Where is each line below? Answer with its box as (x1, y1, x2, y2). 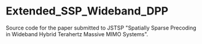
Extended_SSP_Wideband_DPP (6, 4, 169, 18)
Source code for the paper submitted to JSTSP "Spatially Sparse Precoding (6, 24, 197, 31)
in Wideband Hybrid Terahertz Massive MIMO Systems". (6, 30, 149, 37)
